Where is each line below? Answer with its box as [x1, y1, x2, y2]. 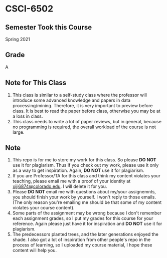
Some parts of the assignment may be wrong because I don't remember [12, 210, 162, 216]
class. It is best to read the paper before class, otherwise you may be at [12, 108, 160, 114]
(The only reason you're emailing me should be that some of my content [12, 199, 162, 205]
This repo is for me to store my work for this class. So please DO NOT [12, 157, 156, 163]
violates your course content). [12, 205, 75, 211]
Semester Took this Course [5, 23, 92, 32]
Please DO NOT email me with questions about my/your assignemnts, [12, 189, 156, 195]
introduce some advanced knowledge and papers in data [12, 97, 131, 103]
